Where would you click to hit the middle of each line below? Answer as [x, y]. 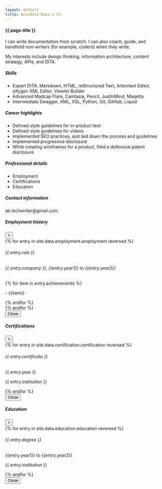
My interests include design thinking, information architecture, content [77, 56]
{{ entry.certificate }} [27, 356]
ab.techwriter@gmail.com [32, 210]
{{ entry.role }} [20, 253]
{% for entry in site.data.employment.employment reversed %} [70, 241]
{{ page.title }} [21, 30]
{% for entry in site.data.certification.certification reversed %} [69, 345]
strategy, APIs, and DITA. [31, 62]
